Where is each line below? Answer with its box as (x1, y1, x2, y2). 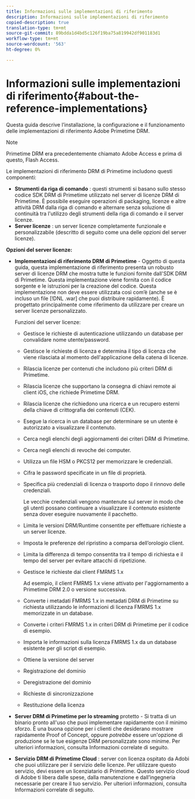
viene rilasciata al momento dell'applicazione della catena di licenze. (23, 353, 189, 360)
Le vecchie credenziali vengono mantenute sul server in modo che (23, 498, 184, 505)
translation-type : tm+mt (6, 25, 67, 31)
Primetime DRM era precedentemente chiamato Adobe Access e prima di (6, 150, 182, 157)
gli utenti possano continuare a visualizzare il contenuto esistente (23, 504, 181, 511)
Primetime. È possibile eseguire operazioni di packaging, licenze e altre (14, 197, 186, 205)
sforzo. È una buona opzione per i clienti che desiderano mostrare (14, 725, 173, 732)
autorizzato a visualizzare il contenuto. (23, 423, 116, 431)
